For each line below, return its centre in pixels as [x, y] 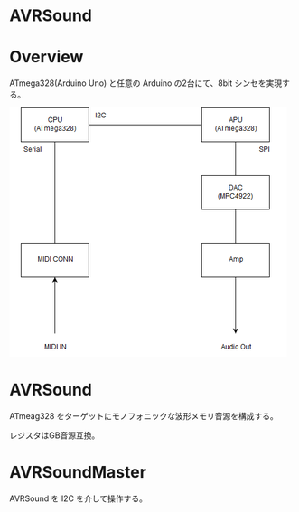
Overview [47, 57]
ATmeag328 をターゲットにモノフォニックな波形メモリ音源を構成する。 [144, 416]
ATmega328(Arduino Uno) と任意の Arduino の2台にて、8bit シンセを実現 [146, 83]
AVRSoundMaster [78, 473]
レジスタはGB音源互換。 [55, 435]
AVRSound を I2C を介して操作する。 [78, 498]
